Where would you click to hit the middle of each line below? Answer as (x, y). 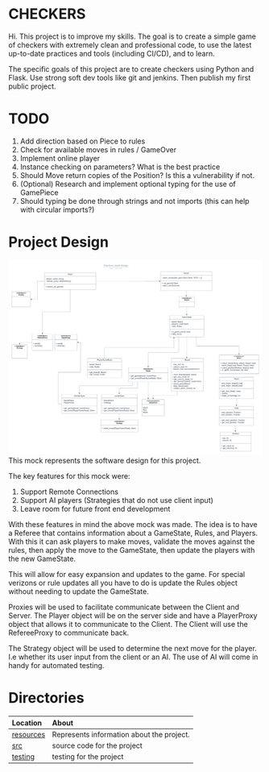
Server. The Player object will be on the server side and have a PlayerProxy (133, 616)
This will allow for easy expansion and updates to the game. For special (127, 575)
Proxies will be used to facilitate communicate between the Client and (124, 607)
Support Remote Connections (69, 492)
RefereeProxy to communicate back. (69, 633)
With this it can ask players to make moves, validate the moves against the (132, 542)
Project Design (58, 242)
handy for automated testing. (56, 666)
